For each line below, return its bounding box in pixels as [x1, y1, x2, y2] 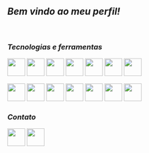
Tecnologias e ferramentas [7, 42, 102, 51]
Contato [7, 112, 37, 122]
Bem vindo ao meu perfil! [7, 6, 121, 18]
